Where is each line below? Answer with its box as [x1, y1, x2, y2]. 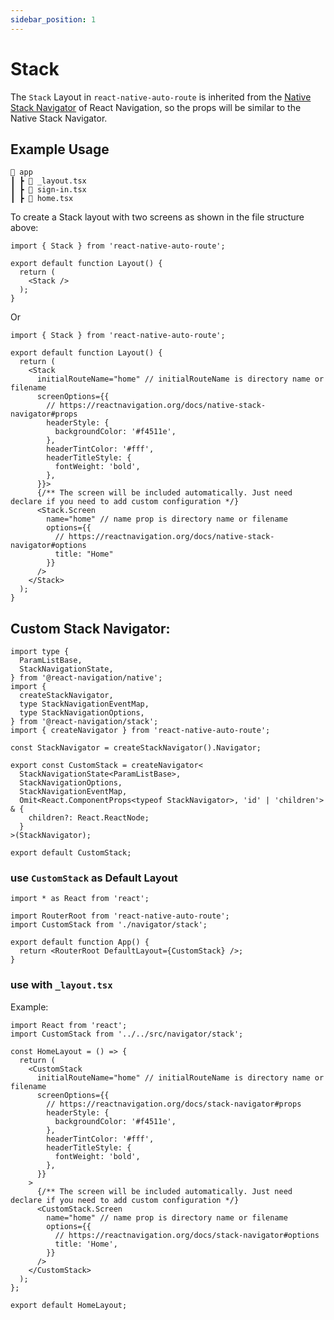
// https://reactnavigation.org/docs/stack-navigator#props [46, 1099, 302, 1109]
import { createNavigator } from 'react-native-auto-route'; [10, 726, 271, 736]
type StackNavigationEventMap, [19, 699, 150, 710]
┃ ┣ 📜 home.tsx [10, 194, 74, 204]
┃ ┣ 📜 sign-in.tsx [10, 185, 87, 195]
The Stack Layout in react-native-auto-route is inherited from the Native [10, 91, 312, 103]
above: [10, 222, 39, 234]
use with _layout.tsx [10, 978, 113, 992]
